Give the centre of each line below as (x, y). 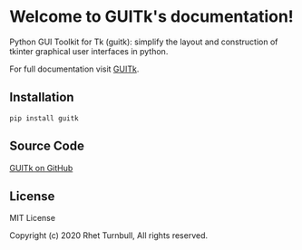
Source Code (47, 146)
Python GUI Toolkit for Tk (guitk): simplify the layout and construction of (144, 42)
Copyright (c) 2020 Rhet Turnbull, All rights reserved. (109, 236)
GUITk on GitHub (41, 168)
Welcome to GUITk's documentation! (152, 17)
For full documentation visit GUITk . (74, 69)
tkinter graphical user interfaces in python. (89, 51)
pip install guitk (44, 118)
